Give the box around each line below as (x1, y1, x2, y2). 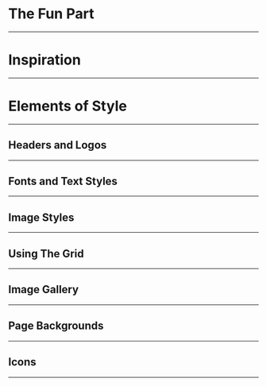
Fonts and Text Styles (8, 175, 118, 188)
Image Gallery (8, 283, 79, 296)
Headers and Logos (8, 138, 107, 152)
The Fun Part (8, 5, 95, 23)
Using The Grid (8, 247, 85, 261)
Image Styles (8, 210, 75, 224)
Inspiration (8, 51, 81, 69)
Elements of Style (8, 97, 127, 115)
